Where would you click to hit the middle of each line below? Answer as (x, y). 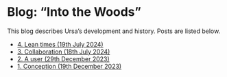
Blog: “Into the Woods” (74, 12)
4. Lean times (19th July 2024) (60, 44)
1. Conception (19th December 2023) (69, 66)
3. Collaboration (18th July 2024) (63, 52)
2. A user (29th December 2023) (63, 58)
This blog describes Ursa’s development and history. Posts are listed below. (114, 31)
